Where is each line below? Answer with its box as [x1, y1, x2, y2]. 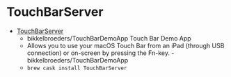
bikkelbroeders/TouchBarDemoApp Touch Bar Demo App [26, 34, 192, 42]
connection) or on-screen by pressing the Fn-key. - [26, 49, 175, 57]
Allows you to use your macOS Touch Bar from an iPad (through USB [26, 41, 225, 49]
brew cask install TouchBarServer [26, 65, 127, 71]
